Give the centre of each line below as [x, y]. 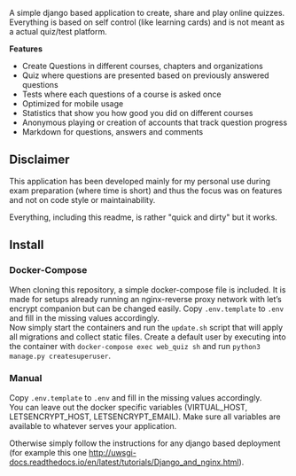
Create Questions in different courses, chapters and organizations [142, 66]
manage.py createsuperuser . [60, 355]
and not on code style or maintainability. [82, 199]
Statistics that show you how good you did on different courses [137, 113]
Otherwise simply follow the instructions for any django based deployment [145, 443]
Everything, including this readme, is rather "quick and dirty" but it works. [143, 217]
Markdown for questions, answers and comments [113, 132]
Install [27, 245]
